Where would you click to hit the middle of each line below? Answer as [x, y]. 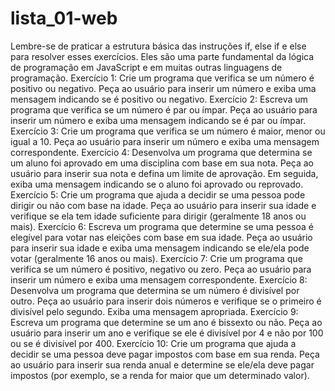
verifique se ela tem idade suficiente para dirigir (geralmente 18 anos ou [158, 216]
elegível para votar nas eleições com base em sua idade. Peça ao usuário [161, 237]
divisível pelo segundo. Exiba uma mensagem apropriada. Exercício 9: [154, 311]
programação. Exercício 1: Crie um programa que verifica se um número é [162, 78]
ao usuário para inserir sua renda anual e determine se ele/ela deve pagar [162, 364]
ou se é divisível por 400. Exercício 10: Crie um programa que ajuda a [153, 343]
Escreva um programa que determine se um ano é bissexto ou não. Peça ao [166, 322]
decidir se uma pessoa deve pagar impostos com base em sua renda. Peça [165, 354]
